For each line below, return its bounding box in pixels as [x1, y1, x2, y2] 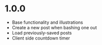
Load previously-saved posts [11, 30, 72, 36]
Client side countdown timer [11, 35, 70, 41]
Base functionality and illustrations [11, 19, 83, 25]
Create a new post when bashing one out [11, 24, 97, 30]
